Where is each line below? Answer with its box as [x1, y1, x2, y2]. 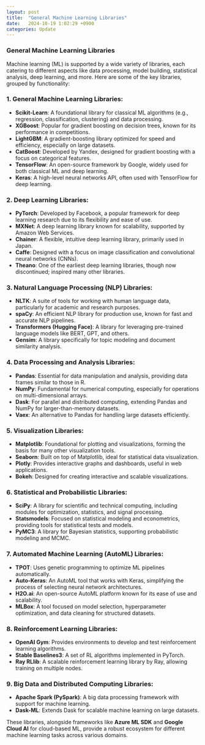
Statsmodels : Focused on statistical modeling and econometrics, [15, 515, 180, 522]
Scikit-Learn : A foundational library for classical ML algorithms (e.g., [15, 108, 188, 116]
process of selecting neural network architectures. [15, 583, 143, 591]
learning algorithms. [15, 645, 66, 652]
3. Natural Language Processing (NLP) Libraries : [6, 283, 153, 292]
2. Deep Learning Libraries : [6, 195, 89, 204]
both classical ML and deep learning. [15, 167, 109, 174]
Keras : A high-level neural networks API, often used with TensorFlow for [15, 174, 198, 181]
